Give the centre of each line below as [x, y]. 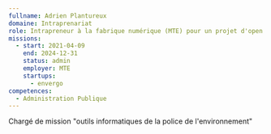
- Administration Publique [61, 98]
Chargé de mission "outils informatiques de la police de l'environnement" [131, 121]
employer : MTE [47, 69]
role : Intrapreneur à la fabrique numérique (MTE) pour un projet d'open [136, 31]
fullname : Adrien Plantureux [58, 16]
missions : [25, 38]
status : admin [47, 61]
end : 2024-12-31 [51, 53]
